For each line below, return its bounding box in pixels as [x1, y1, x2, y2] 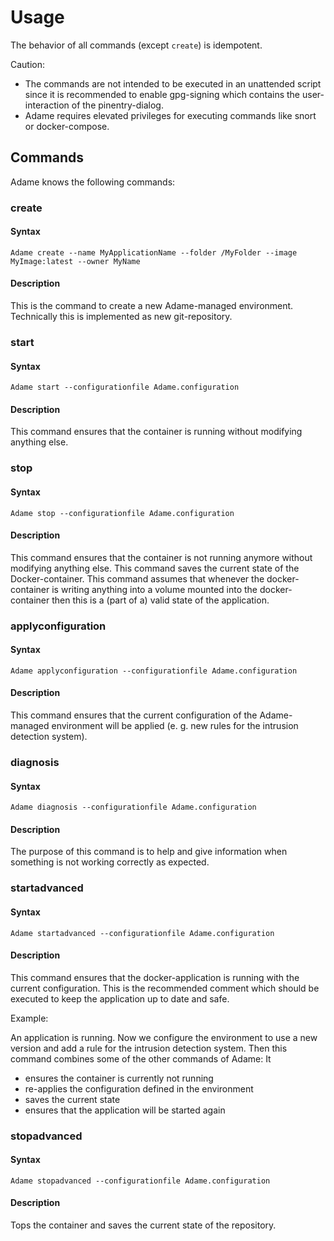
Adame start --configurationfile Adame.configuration [10, 382, 240, 393]
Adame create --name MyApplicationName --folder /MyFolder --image [10, 247, 298, 258]
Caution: [10, 58, 46, 70]
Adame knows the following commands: [10, 176, 176, 188]
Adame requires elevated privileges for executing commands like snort [24, 109, 317, 121]
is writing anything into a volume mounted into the [51, 583, 258, 595]
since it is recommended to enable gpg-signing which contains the [24, 88, 301, 100]
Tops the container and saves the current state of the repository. [10, 1219, 277, 1231]
